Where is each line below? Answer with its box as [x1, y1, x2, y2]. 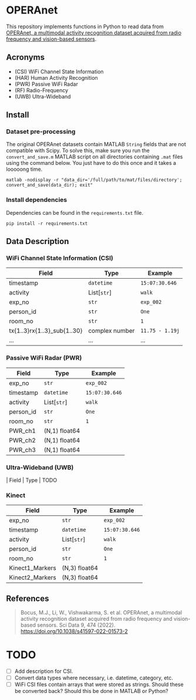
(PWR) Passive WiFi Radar [14, 80, 78, 87]
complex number [87, 327, 135, 335]
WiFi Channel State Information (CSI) [6, 254, 113, 262]
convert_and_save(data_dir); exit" [6, 182, 93, 188]
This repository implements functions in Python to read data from [6, 23, 164, 30]
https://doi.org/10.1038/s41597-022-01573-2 [20, 628, 128, 635]
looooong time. [6, 165, 43, 173]
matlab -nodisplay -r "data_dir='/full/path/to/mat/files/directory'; [6, 177, 183, 183]
